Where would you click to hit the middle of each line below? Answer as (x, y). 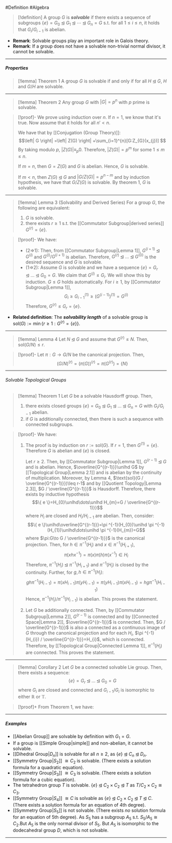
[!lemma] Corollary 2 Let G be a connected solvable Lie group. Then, (90, 667)
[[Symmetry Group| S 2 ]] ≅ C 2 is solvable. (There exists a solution (82, 761)
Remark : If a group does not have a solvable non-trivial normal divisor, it (89, 46)
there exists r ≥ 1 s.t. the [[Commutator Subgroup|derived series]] (95, 223)
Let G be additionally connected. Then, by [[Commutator (85, 610)
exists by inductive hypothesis (57, 494)
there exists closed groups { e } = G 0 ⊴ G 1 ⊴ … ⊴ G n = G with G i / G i (95, 406)
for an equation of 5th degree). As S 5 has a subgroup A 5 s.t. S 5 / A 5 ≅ (85, 818)
